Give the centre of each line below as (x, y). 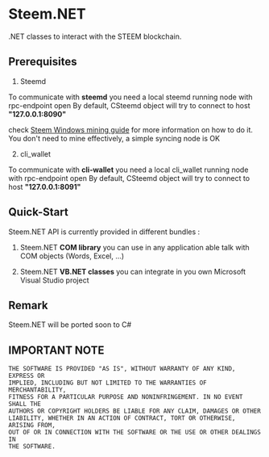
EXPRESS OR (27, 376)
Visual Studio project (54, 280)
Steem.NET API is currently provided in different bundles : (104, 232)
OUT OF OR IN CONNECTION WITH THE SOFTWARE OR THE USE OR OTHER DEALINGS (135, 433)
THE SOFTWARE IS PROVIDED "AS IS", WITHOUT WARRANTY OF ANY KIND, (122, 369)
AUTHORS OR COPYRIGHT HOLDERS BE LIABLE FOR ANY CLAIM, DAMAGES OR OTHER (135, 411)
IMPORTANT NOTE (56, 350)
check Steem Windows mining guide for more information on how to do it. (131, 129)
